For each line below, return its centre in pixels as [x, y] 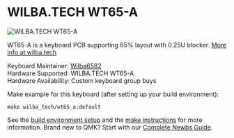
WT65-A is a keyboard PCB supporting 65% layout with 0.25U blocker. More [117, 45]
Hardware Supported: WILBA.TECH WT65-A [71, 73]
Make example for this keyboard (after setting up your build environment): [113, 94]
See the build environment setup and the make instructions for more [105, 120]
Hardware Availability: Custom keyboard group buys [82, 80]
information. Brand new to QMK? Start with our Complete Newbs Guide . [110, 127]
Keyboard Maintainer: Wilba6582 [55, 66]
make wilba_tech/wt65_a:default [54, 107]
